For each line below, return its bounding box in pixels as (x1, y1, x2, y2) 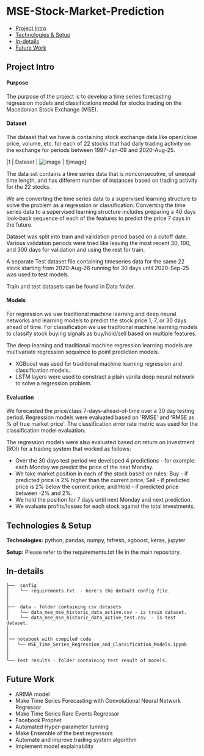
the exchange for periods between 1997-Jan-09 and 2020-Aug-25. (6, 146, 175, 154)
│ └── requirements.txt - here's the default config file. (6, 588, 171, 594)
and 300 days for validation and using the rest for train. (6, 246, 145, 253)
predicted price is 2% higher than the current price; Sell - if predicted (15, 477, 190, 484)
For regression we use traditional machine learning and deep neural (6, 310, 177, 317)
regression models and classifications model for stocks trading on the (6, 99, 182, 107)
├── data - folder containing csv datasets (6, 603, 122, 610)
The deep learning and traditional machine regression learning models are (6, 341, 193, 349)
